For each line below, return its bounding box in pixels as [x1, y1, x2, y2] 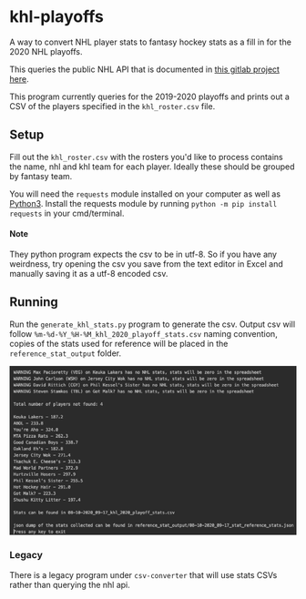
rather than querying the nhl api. [9, 579, 130, 590]
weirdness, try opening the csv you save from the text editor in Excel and [9, 258, 284, 269]
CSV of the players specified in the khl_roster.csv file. [9, 100, 216, 111]
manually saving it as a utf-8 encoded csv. [9, 268, 168, 279]
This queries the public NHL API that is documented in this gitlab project [9, 64, 280, 75]
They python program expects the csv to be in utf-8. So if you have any [9, 249, 278, 259]
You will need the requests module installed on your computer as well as [9, 188, 280, 199]
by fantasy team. [9, 170, 73, 181]
